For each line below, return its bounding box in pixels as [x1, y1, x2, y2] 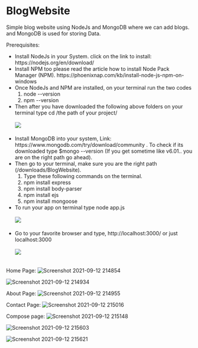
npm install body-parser [23, 185, 82, 192]
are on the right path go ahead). [14, 153, 93, 160]
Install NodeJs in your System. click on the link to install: [14, 52, 152, 60]
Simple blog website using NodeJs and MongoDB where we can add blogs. [6, 24, 190, 31]
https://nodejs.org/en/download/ [14, 59, 95, 66]
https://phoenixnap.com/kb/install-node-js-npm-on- [56, 71, 184, 78]
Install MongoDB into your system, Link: [14, 134, 112, 142]
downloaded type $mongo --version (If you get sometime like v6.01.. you [14, 147, 193, 155]
